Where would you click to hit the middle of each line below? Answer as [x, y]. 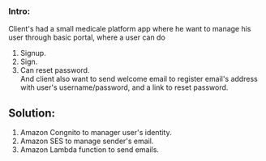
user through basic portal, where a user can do [87, 37]
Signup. [33, 53]
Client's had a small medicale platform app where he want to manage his [130, 29]
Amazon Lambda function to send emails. [90, 150]
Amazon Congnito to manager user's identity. [96, 133]
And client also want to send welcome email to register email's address [139, 79]
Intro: [19, 11]
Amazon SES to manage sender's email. [87, 141]
